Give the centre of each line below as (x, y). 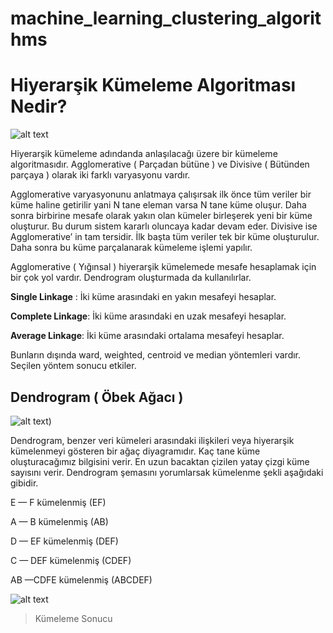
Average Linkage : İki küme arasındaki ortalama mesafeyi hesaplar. (147, 336)
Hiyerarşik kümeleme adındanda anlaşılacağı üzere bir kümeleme (144, 154)
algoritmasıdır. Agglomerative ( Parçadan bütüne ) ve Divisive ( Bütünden (160, 164)
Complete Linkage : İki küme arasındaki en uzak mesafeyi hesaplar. (148, 316)
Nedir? (39, 106)
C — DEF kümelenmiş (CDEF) (71, 560)
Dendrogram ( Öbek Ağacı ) (97, 397)
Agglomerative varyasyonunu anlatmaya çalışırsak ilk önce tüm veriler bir (161, 194)
